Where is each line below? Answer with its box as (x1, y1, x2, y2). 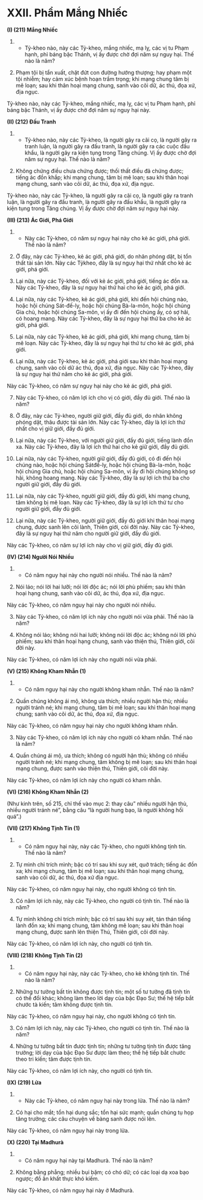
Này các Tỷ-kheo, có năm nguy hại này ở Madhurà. (7, 1187, 135, 1194)
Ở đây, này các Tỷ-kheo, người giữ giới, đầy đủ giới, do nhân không (15, 412, 183, 419)
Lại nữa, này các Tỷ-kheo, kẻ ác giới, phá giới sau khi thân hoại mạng (15, 357, 188, 364)
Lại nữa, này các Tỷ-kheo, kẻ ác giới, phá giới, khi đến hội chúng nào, (15, 295, 188, 303)
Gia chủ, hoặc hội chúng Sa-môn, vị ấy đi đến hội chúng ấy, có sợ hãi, (15, 308, 190, 315)
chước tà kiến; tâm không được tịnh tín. (15, 1001, 114, 1008)
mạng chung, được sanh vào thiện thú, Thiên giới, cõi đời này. (15, 765, 169, 772)
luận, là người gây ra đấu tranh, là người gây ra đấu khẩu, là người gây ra (7, 198, 187, 205)
